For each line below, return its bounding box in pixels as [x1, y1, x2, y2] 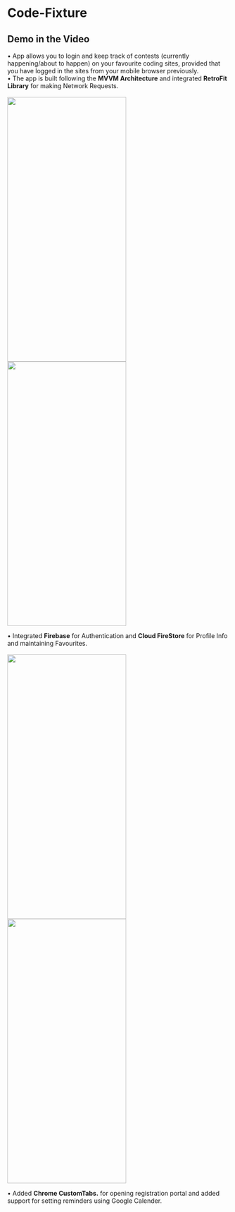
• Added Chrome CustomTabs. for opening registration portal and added [7, 1189, 220, 1197]
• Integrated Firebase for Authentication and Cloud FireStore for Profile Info [7, 632, 228, 639]
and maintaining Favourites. [7, 639, 88, 647]
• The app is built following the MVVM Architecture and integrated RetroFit [7, 74, 227, 82]
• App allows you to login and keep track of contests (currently [7, 51, 190, 60]
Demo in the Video [7, 33, 90, 45]
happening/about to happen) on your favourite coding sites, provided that [7, 59, 220, 68]
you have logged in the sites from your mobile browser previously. [7, 67, 199, 75]
